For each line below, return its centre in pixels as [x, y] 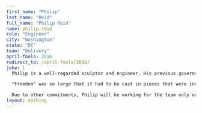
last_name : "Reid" [29, 17]
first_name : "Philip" [33, 12]
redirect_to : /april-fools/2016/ [48, 62]
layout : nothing [26, 101]
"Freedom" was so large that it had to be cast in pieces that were [99, 84]
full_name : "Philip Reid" [38, 23]
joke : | [16, 68]
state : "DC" [21, 46]
